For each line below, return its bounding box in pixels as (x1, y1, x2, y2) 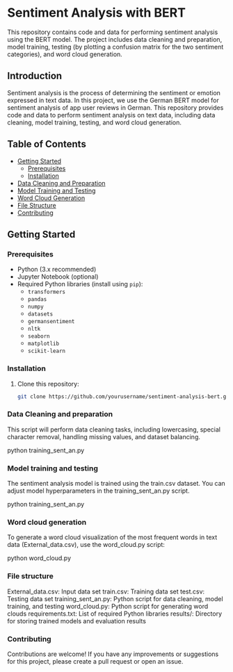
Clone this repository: (17, 379, 79, 388)
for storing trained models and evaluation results (7, 616, 146, 625)
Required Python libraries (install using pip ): (17, 280, 143, 288)
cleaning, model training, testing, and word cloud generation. (7, 118, 182, 126)
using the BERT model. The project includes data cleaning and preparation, (7, 35, 223, 43)
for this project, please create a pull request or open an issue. (7, 657, 184, 665)
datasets (27, 311, 54, 318)
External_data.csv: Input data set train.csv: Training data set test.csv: (7, 587, 205, 596)
